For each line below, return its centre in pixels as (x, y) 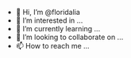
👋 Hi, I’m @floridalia (48, 12)
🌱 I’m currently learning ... (58, 29)
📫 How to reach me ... (52, 46)
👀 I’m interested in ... (49, 20)
